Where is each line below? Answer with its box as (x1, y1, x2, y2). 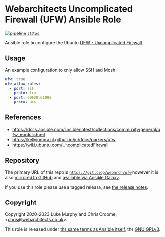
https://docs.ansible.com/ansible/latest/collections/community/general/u (12, 126, 160, 132)
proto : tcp (14, 90, 36, 96)
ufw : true (5, 76, 26, 82)
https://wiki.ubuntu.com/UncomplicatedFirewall (12, 142, 109, 148)
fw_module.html (12, 132, 45, 137)
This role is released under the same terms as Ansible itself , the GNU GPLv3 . (5, 226, 161, 232)
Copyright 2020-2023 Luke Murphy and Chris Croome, (5, 211, 117, 217)
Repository (5, 156, 40, 165)
